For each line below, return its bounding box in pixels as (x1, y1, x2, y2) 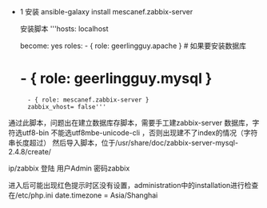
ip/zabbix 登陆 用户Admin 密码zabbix (8, 163, 130, 173)
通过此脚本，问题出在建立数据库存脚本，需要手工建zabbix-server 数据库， (8, 118, 253, 127)
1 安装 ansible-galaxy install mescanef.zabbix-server (19, 7, 193, 16)
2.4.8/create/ (8, 146, 52, 156)
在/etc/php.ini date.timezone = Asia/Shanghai (8, 190, 158, 200)
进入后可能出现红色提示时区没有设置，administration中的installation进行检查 (8, 180, 259, 190)
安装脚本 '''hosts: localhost (19, 24, 110, 34)
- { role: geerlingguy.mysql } (19, 70, 213, 88)
